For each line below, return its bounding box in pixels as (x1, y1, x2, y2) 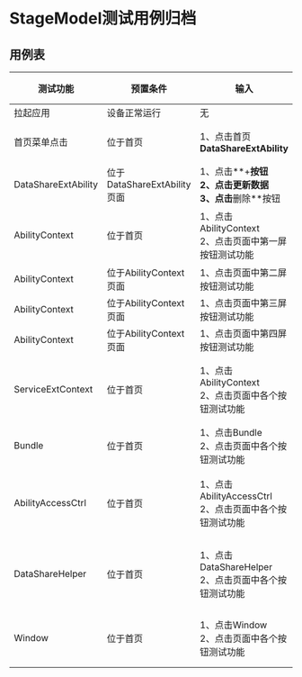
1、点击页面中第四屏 (200, 328, 288, 339)
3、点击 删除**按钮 (200, 193, 281, 204)
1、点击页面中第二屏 (200, 266, 288, 279)
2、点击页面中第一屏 (200, 235, 288, 248)
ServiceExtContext (13, 384, 93, 395)
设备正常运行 (106, 107, 162, 119)
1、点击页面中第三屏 (200, 297, 288, 309)
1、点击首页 (200, 131, 252, 142)
